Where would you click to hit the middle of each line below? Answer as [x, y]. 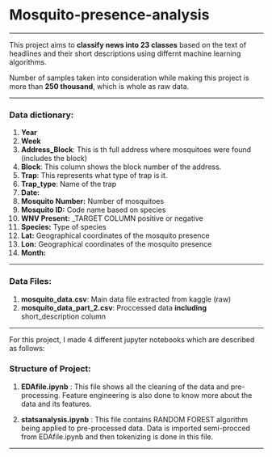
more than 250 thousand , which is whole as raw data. [99, 86]
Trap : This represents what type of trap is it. [94, 176]
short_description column [63, 316]
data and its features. [56, 404]
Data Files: [30, 281]
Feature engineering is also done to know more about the [157, 395]
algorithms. [28, 61]
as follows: [27, 348]
